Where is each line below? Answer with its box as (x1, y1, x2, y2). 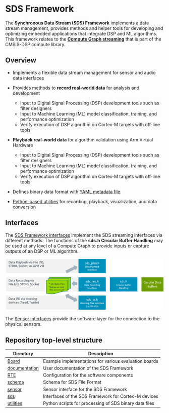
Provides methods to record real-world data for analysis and (12, 85, 140, 91)
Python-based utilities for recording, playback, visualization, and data (12, 198, 157, 204)
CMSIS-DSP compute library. (5, 41, 66, 47)
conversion (12, 204, 36, 210)
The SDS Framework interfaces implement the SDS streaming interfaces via (5, 232, 163, 238)
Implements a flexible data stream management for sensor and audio (12, 69, 156, 76)
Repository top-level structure (5, 335, 102, 345)
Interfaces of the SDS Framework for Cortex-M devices (43, 393, 158, 399)
